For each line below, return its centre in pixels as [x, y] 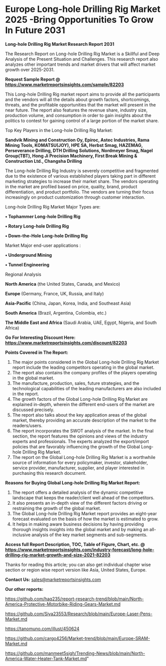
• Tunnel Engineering [27, 264]
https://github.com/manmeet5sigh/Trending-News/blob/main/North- [75, 653]
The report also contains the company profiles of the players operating [84, 372]
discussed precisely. [33, 410]
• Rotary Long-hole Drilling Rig [37, 226]
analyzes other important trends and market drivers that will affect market [80, 64]
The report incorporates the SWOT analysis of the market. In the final [83, 431]
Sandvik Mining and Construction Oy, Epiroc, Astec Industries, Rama [77, 140]
